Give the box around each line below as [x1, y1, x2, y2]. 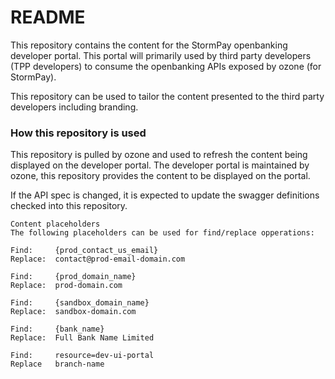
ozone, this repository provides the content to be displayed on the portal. [10, 170, 311, 182]
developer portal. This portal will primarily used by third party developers [10, 49, 312, 61]
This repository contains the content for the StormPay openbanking [10, 39, 288, 51]
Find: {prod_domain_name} [10, 272, 137, 282]
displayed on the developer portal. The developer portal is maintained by [10, 159, 310, 171]
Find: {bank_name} [10, 324, 105, 335]
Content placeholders [10, 219, 101, 230]
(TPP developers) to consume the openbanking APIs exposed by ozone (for [10, 60, 322, 72]
